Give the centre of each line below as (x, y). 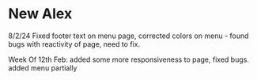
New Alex (40, 14)
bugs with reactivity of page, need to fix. (74, 44)
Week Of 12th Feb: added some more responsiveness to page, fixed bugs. (128, 59)
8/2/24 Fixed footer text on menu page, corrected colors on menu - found (128, 36)
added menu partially (43, 67)
